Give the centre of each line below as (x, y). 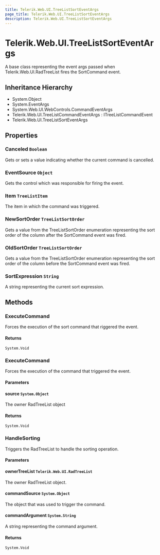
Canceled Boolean (26, 149)
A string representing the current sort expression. (55, 287)
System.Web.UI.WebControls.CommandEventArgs (62, 110)
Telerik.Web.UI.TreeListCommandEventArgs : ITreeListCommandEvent (82, 115)
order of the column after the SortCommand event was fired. (66, 235)
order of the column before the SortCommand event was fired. (68, 264)
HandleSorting (23, 438)
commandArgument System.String (41, 515)
